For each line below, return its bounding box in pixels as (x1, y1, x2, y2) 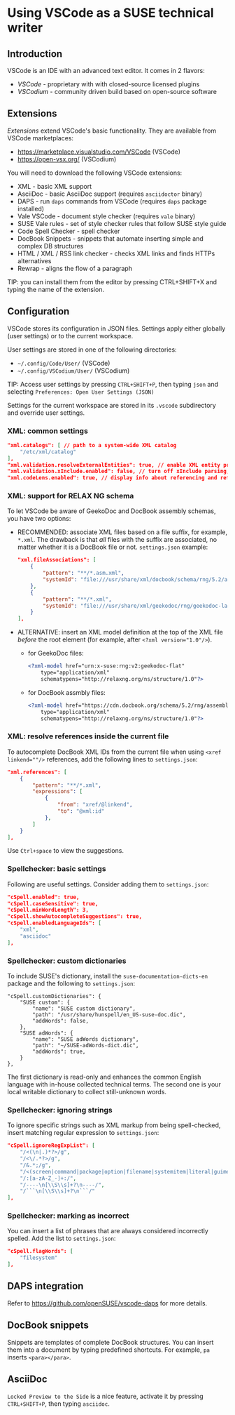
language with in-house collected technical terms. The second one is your (7, 1079, 222, 1089)
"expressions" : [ (32, 788, 83, 795)
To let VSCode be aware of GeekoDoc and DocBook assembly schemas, (7, 507, 216, 515)
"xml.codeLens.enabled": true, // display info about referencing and (7, 474, 218, 481)
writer (7, 20, 43, 36)
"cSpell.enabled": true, (7, 893, 80, 901)
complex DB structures (17, 241, 84, 250)
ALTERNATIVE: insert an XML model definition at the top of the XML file (17, 628, 224, 637)
